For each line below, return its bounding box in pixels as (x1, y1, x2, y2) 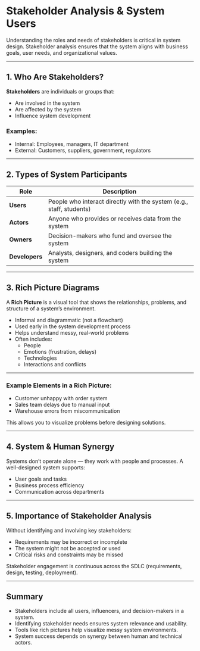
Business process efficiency (14, 481, 85, 489)
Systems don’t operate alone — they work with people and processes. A (6, 457, 183, 465)
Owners (9, 235, 32, 244)
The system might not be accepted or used (14, 544, 121, 552)
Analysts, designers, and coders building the (48, 248, 173, 257)
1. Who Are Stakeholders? (6, 72, 104, 82)
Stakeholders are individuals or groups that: (6, 88, 115, 95)
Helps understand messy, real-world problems (14, 329, 129, 336)
